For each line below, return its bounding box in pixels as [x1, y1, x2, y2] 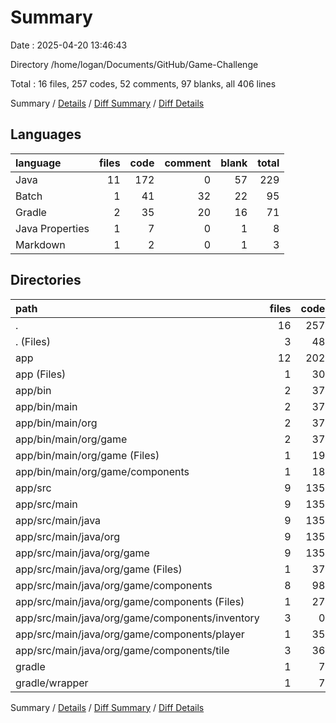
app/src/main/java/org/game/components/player [15, 627, 245, 641]
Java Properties [15, 221, 90, 235]
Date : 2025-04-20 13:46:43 [10, 39, 128, 51]
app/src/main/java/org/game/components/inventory [15, 611, 260, 625]
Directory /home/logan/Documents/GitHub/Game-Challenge [10, 58, 259, 70]
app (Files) [15, 367, 67, 381]
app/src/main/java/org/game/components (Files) [15, 594, 245, 608]
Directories [10, 272, 82, 289]
